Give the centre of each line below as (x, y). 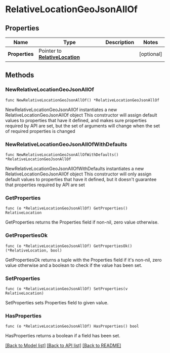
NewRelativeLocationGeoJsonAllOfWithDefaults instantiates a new (75, 168)
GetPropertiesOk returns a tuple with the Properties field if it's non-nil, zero (83, 260)
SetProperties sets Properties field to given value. (57, 302)
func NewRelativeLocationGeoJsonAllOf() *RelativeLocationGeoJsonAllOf (82, 100)
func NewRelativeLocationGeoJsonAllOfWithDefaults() (62, 155)
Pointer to (50, 51)
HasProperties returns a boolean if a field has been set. (63, 336)
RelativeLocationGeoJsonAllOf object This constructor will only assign (78, 174)
